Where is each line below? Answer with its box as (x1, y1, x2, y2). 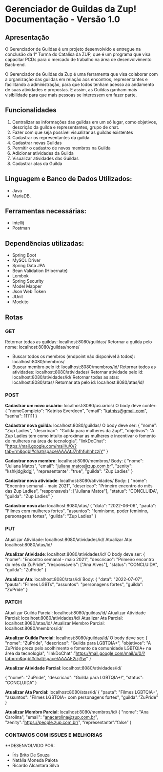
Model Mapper (12, 283, 42, 289)
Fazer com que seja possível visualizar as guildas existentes (12, 129, 133, 135)
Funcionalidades (5, 106, 57, 114)
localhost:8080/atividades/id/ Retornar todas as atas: (12, 374, 120, 380)
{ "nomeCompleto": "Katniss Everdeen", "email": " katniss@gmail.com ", (5, 408, 148, 414)
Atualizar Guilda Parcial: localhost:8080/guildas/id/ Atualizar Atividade (5, 609, 146, 616)
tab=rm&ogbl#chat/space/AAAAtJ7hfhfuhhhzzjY (5, 448, 103, 455)
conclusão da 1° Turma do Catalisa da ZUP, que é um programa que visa (5, 51, 151, 57)
